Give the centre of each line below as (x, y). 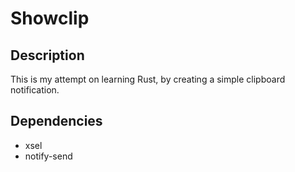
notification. (35, 90)
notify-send (48, 156)
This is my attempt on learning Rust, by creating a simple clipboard (148, 79)
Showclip (50, 18)
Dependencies (56, 121)
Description (47, 55)
